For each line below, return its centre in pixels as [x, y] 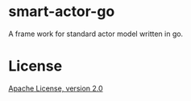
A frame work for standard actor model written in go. [96, 34]
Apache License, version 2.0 [56, 88]
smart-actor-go [62, 12]
